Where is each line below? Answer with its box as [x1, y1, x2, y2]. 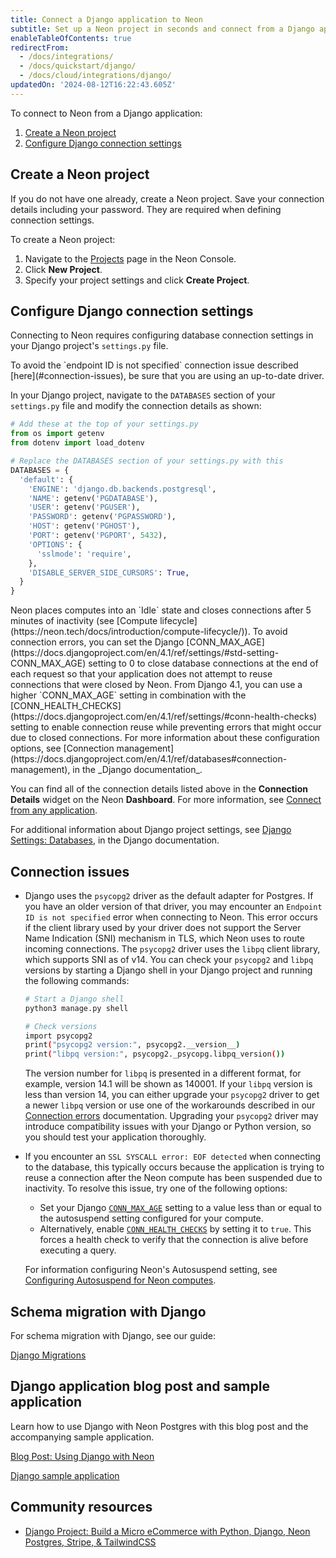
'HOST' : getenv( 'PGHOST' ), [28, 521, 141, 531]
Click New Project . [24, 263, 103, 275]
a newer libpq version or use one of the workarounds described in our [24, 1099, 316, 1111]
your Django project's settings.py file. [10, 340, 169, 352]
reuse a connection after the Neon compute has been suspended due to [24, 1172, 323, 1184]
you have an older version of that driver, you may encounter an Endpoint [24, 900, 323, 912]
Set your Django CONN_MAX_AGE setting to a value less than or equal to [39, 1202, 322, 1214]
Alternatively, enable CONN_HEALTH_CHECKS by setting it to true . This [39, 1223, 312, 1235]
